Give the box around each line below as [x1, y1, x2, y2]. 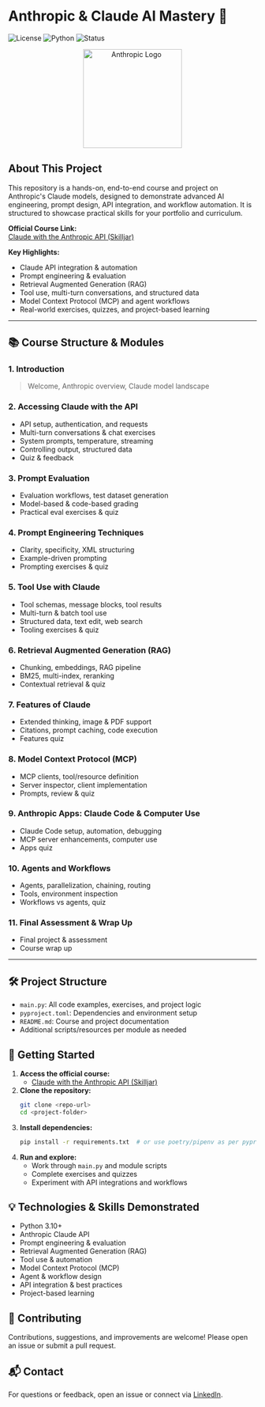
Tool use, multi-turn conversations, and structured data [19, 288, 200, 297]
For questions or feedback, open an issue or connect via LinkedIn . [8, 1390, 223, 1399]
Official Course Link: [8, 223, 77, 233]
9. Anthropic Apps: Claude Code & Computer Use [8, 808, 201, 819]
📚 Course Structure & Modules [8, 336, 164, 350]
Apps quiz [19, 842, 53, 853]
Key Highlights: [8, 247, 60, 256]
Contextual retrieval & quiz [19, 679, 106, 689]
